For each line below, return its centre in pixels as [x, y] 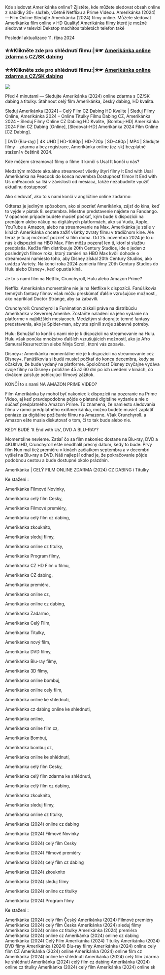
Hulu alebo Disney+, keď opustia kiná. [44, 269]
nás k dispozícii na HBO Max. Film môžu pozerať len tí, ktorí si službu [75, 243]
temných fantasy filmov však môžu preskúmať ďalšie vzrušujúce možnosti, [81, 294]
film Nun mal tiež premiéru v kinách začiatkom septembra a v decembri [77, 450]
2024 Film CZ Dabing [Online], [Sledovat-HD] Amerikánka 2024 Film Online [82, 127]
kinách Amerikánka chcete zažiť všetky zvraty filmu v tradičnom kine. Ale [80, 232]
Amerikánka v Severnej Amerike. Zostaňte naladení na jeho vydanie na [77, 314]
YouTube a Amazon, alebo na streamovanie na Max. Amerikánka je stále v [80, 227]
